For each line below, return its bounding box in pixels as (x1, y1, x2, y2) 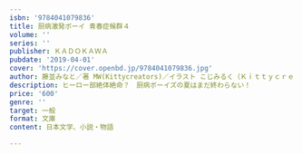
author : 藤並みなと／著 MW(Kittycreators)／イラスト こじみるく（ (9, 72, 241, 82)
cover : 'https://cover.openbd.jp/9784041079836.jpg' (9, 64, 213, 73)
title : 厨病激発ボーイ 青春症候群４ (9, 22, 130, 31)
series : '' (9, 38, 51, 48)
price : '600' (9, 89, 59, 98)
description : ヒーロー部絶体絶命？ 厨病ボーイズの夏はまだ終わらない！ (9, 81, 251, 90)
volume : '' (9, 30, 51, 39)
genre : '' (9, 97, 47, 107)
